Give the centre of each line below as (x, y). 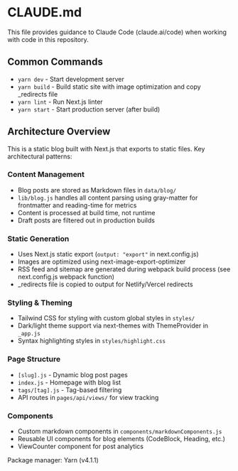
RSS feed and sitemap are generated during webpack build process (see (124, 269)
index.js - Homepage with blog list (69, 382)
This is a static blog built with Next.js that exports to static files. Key (106, 148)
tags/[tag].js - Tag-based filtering (70, 390)
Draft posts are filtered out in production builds (86, 220)
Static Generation (38, 239)
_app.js (29, 334)
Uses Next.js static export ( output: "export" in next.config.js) (108, 254)
